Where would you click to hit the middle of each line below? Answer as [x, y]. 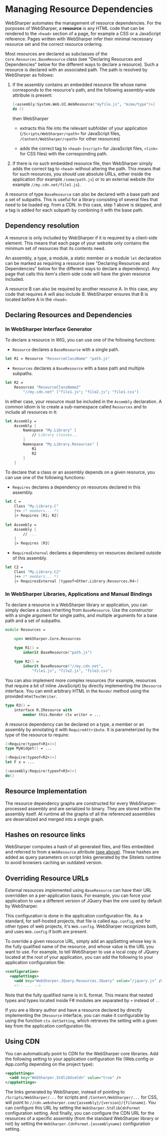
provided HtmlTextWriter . [31, 696]
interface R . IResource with [43, 710]
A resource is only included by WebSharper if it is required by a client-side [81, 238]
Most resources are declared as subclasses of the [56, 54]
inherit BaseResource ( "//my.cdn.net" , [63, 666]
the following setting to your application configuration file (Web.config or [80, 1059]
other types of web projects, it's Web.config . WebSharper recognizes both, [82, 926]
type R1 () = [26, 648]
